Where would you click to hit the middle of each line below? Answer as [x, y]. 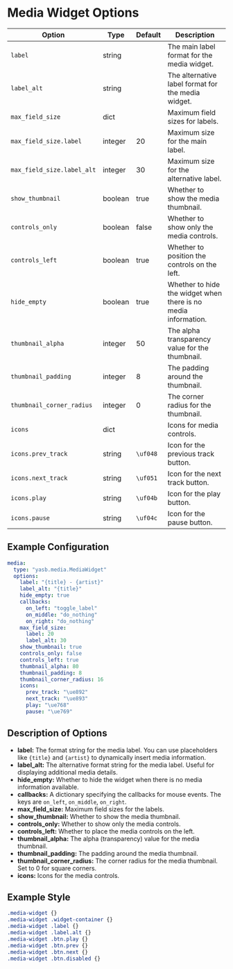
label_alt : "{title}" [51, 589]
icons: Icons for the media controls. [68, 875]
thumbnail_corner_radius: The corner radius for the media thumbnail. [118, 861]
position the [187, 256]
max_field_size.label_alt [53, 169]
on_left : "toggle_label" [61, 608]
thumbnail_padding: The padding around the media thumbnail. [108, 853]
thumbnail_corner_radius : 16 [62, 679]
